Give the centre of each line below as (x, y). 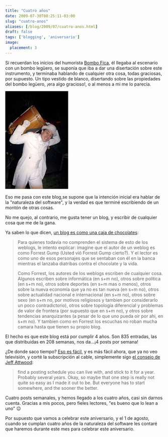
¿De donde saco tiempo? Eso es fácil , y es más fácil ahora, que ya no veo (81, 352)
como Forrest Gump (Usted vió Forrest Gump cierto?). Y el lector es (88, 253)
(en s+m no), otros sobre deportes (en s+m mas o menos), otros (84, 284)
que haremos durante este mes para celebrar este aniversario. (70, 429)
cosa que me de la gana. (31, 223)
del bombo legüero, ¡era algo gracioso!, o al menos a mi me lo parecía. (78, 84)
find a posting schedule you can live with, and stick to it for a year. (86, 372)
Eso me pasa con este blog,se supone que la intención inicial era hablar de (82, 197)
